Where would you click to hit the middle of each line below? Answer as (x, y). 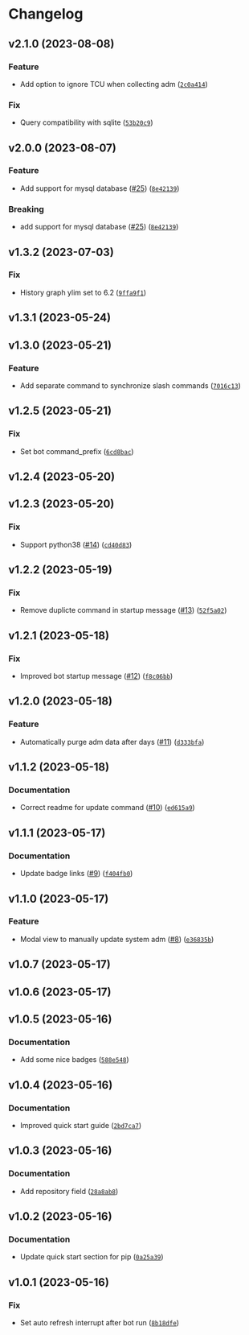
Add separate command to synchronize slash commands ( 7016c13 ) (130, 385)
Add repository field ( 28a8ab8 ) (69, 1191)
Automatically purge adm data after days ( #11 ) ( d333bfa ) (112, 742)
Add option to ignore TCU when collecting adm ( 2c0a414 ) (114, 84)
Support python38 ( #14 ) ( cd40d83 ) (76, 544)
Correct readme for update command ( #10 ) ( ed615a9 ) (107, 808)
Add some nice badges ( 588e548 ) (75, 1060)
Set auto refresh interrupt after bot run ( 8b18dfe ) (99, 1323)
